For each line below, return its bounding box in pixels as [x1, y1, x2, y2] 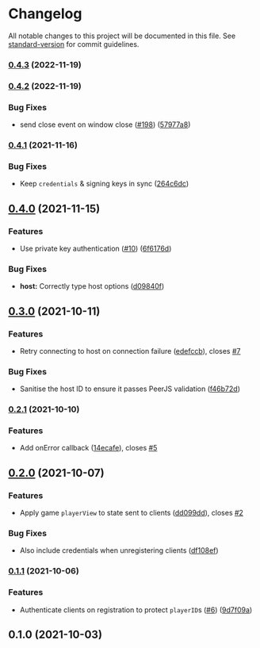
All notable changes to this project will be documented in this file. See [8, 31, 236, 40]
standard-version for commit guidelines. [8, 39, 140, 48]
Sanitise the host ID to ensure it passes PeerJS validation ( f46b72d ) [19, 384, 240, 393]
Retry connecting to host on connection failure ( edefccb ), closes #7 [19, 346, 241, 355]
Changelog [8, 5, 82, 23]
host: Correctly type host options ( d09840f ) [19, 282, 165, 291]
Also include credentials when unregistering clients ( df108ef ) [19, 546, 220, 555]
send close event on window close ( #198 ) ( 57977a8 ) [19, 120, 191, 129]
